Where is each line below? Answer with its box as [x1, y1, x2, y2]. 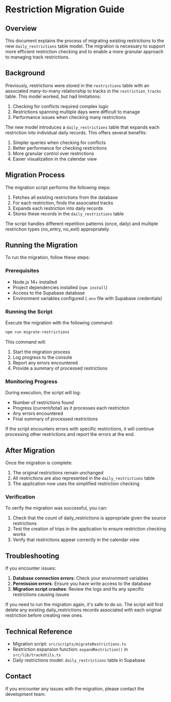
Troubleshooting [5, 551, 60, 560]
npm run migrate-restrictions [5, 330, 70, 335]
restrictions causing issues [12, 591, 69, 598]
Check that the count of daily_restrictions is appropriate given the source [12, 515, 166, 521]
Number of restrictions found [12, 399, 74, 406]
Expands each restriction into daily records [12, 205, 103, 211]
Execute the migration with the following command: [5, 319, 113, 326]
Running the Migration [5, 241, 78, 250]
